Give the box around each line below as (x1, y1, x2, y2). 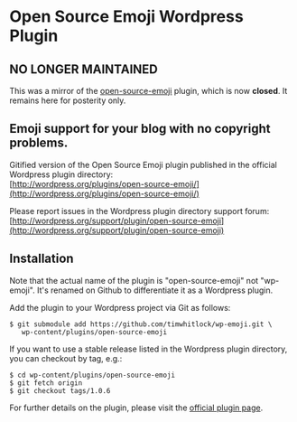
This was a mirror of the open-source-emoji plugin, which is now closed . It (9, 86, 288, 96)
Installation (9, 251, 74, 267)
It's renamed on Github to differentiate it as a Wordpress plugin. (36, 285, 274, 295)
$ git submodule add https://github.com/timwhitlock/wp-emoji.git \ (9, 319, 273, 329)
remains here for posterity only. (9, 95, 126, 106)
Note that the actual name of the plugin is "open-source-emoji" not (9, 275, 259, 286)
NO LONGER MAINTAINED (9, 61, 158, 77)
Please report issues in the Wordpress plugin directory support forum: (9, 205, 270, 216)
